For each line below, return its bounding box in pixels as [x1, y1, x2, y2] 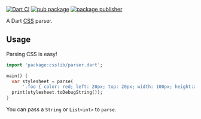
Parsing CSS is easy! [6, 50, 57, 57]
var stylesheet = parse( [11, 78, 74, 84]
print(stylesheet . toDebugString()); [11, 90, 103, 96]
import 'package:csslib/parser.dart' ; [6, 62, 103, 68]
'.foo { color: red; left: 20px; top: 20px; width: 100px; [22, 84, 172, 90]
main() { [6, 72, 28, 79]
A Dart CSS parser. [6, 17, 53, 24]
